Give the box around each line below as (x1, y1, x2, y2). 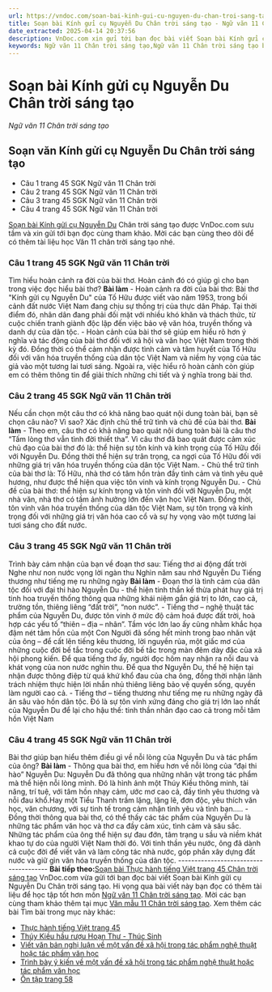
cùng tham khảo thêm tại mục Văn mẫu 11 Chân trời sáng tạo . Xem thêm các (8, 899, 261, 909)
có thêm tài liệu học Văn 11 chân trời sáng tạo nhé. (8, 236, 176, 247)
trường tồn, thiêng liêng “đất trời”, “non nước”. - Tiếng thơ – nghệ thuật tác (8, 602, 255, 612)
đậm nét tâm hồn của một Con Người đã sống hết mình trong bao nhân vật (8, 628, 257, 638)
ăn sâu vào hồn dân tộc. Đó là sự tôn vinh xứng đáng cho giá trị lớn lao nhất (8, 697, 261, 706)
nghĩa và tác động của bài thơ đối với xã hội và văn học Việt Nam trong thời (8, 336, 259, 346)
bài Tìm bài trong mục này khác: (8, 907, 116, 917)
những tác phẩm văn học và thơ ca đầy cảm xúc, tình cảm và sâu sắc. (8, 821, 241, 831)
